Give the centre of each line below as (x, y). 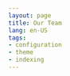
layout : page (30, 15)
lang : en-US (28, 30)
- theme (21, 52)
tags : (17, 38)
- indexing (26, 60)
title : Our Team (35, 23)
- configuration (35, 45)
